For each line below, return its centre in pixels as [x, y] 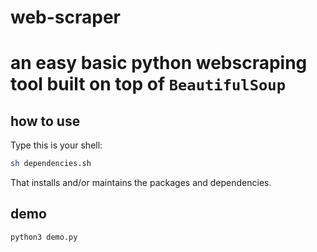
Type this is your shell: [56, 145]
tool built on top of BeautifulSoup [148, 84]
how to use [45, 121]
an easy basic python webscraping [159, 63]
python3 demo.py [44, 237]
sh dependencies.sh [51, 164]
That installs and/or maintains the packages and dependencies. [141, 183]
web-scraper [66, 17]
